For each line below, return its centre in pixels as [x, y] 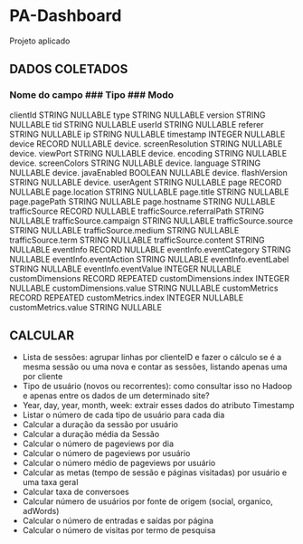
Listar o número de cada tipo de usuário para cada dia [123, 415]
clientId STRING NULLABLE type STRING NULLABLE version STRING [137, 115]
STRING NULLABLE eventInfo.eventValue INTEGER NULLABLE [125, 269]
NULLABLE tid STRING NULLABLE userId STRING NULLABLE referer [137, 124]
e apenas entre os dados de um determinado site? [116, 396]
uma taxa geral [50, 482]
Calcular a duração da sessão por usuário [100, 425]
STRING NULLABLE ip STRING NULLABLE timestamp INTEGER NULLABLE [147, 134]
